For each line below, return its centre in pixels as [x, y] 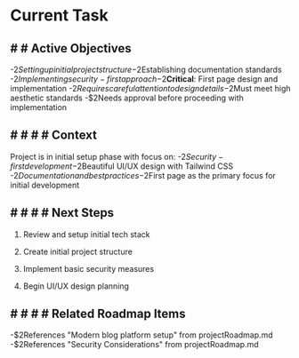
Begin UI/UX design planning [76, 286]
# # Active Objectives [71, 48]
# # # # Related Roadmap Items [98, 314]
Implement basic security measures [89, 268]
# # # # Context [53, 135]
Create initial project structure [77, 251]
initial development [45, 185]
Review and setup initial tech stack [86, 234]
